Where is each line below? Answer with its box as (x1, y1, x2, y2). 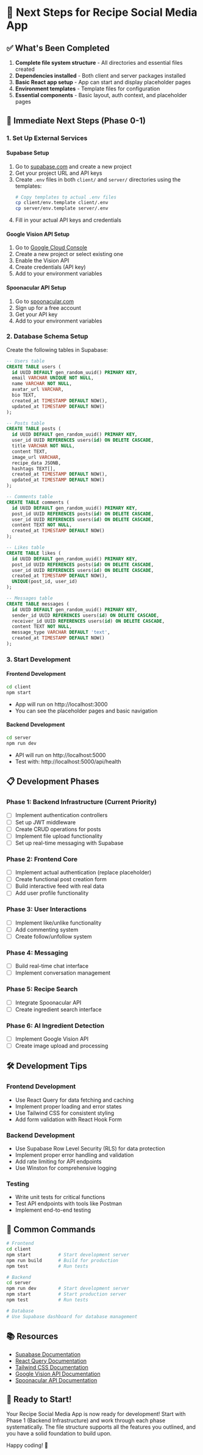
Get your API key (15, 310, 58, 318)
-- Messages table (6, 595, 53, 601)
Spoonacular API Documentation (15, 1376, 98, 1384)
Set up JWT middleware (15, 818, 76, 826)
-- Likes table (6, 544, 45, 551)
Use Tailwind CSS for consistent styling (15, 1109, 115, 1116)
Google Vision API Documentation (15, 1370, 101, 1377)
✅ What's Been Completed (6, 43, 110, 53)
